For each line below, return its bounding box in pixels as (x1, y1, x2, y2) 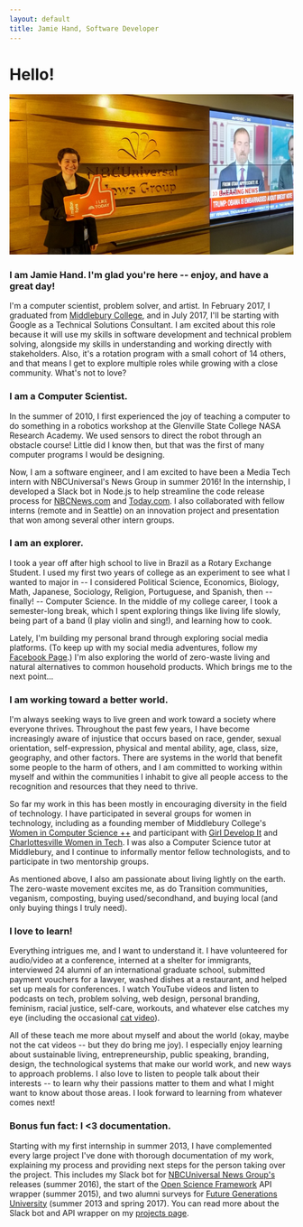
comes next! (9, 1097, 56, 1108)
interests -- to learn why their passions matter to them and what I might (9, 1078, 275, 1089)
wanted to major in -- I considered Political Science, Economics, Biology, (9, 576, 280, 587)
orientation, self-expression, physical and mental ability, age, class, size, (9, 743, 279, 754)
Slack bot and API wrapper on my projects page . (9, 1207, 189, 1218)
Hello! (9, 64, 55, 85)
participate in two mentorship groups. (9, 856, 150, 867)
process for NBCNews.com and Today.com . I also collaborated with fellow (9, 495, 286, 506)
